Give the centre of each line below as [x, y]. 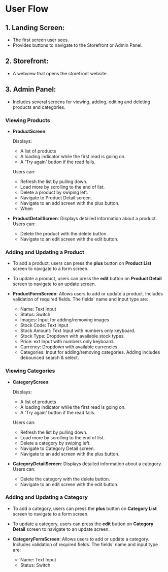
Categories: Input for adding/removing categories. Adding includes [90, 352]
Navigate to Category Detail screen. [58, 448]
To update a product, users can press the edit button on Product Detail [87, 279]
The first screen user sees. [41, 40]
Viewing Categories [30, 371]
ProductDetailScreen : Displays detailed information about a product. [85, 218]
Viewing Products [28, 120]
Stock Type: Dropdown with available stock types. [73, 336]
